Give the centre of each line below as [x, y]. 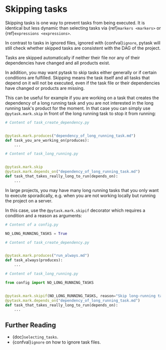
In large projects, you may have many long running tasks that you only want [82, 190]
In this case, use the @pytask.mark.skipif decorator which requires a [75, 210]
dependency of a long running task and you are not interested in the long [80, 103]
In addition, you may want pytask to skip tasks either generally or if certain [81, 72]
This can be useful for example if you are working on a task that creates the [82, 98]
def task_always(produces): [34, 260]
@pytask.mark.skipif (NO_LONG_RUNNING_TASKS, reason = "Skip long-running [80, 296]
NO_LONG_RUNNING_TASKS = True [36, 233]
